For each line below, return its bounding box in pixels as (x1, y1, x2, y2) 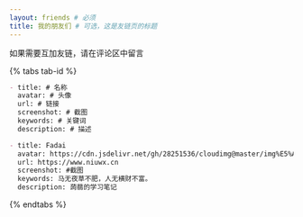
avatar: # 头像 (17, 91, 72, 100)
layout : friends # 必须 (9, 13, 96, 23)
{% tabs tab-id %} (9, 65, 78, 77)
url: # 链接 (17, 100, 60, 109)
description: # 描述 (17, 124, 92, 133)
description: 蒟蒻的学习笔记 (17, 183, 117, 192)
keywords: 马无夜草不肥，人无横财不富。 (17, 175, 152, 184)
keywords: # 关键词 (17, 116, 87, 125)
